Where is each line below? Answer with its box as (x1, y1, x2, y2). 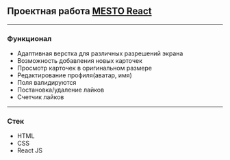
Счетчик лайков (16, 93, 64, 101)
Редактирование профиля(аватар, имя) (16, 71, 132, 79)
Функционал (7, 34, 52, 43)
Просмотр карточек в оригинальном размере (16, 64, 153, 72)
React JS (16, 146, 43, 155)
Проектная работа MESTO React (7, 5, 152, 17)
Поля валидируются (16, 79, 77, 87)
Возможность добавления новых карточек (16, 57, 142, 65)
